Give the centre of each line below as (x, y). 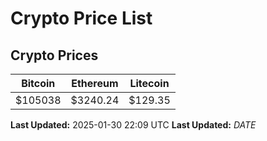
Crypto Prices (54, 55)
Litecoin (149, 83)
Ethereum (95, 83)
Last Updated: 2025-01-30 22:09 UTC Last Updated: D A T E (133, 125)
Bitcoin (38, 83)
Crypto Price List (81, 18)
